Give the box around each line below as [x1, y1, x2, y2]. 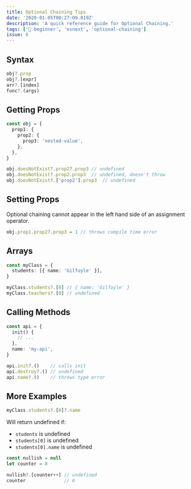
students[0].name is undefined [15, 443, 92, 450]
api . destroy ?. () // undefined [6, 368, 84, 375]
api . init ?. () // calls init [6, 362, 86, 369]
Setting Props [6, 194, 59, 205]
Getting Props [6, 105, 60, 115]
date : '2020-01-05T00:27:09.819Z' [6, 15, 95, 21]
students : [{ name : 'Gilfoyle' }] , [12, 267, 103, 274]
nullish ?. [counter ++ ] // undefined [6, 472, 97, 478]
